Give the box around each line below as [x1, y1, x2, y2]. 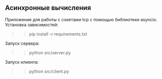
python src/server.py [29, 50, 71, 55]
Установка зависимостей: [5, 22, 59, 27]
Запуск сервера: [5, 40, 40, 46]
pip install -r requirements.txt [29, 31, 87, 37]
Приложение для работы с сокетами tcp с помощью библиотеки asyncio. [5, 16, 158, 22]
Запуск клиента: [5, 59, 39, 65]
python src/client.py [29, 68, 69, 74]
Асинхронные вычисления [5, 4, 91, 12]
